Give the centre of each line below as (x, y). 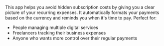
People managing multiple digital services (55, 27)
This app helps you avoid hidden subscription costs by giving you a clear (80, 7)
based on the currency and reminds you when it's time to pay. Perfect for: (81, 18)
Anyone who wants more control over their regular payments (75, 38)
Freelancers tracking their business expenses (59, 33)
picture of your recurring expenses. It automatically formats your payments (82, 12)
